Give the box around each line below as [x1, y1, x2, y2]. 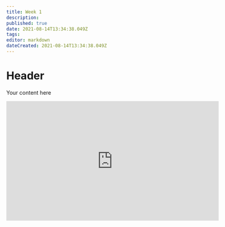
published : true [6, 20, 47, 26]
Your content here [6, 89, 52, 96]
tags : [6, 32, 20, 38]
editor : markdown [6, 37, 50, 43]
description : [6, 15, 39, 21]
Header [6, 69, 44, 83]
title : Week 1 [6, 8, 42, 15]
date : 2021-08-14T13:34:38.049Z [6, 25, 88, 32]
